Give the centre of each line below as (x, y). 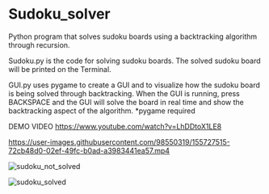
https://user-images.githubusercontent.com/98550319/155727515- (119, 141)
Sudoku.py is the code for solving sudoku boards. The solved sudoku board (134, 61)
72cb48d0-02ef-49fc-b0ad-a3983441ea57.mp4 (89, 150)
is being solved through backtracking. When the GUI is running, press (124, 93)
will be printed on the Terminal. (60, 69)
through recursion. (39, 44)
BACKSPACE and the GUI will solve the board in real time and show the (126, 102)
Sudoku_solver (59, 14)
